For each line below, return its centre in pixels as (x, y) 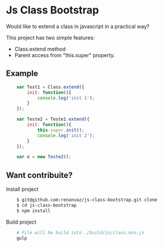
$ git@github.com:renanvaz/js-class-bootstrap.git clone (87, 200)
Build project (21, 222)
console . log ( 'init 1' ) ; (66, 98)
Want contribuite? (39, 175)
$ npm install (33, 211)
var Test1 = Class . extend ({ (50, 87)
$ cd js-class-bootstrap (47, 205)
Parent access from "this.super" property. (65, 55)
